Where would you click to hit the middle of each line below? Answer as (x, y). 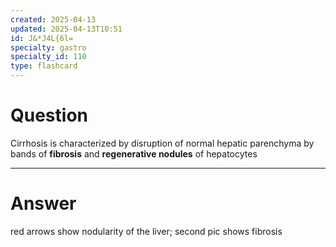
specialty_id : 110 (48, 57)
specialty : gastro (48, 47)
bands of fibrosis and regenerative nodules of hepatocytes (134, 153)
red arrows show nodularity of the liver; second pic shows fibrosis (146, 231)
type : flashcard (44, 66)
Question (49, 115)
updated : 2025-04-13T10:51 (66, 29)
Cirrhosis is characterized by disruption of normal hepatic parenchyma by (162, 143)
